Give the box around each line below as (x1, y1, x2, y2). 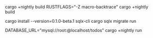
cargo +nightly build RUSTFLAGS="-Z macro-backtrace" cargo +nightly (5, 4, 149, 9)
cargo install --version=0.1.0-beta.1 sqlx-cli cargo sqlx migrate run (5, 19, 137, 24)
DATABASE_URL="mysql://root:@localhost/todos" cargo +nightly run (5, 28, 142, 33)
